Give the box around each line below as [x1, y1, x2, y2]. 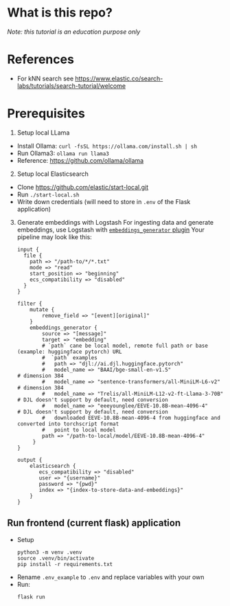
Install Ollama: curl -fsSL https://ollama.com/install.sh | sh [16, 142, 198, 150]
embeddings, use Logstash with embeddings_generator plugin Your [16, 225, 205, 234]
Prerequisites [7, 106, 86, 122]
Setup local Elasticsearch [16, 170, 89, 178]
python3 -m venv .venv [16, 548, 82, 556]
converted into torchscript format [16, 420, 119, 427]
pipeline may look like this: [16, 232, 93, 241]
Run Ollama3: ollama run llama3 [16, 149, 110, 157]
